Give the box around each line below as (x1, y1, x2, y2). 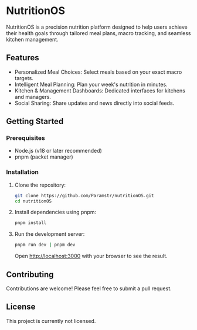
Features (6, 53, 39, 63)
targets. (14, 74, 33, 81)
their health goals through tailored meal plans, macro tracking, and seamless (6, 29, 192, 36)
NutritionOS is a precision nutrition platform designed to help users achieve (6, 23, 188, 30)
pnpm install (14, 220, 47, 226)
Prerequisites (6, 134, 45, 142)
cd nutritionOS (14, 198, 52, 204)
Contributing (6, 269, 54, 279)
